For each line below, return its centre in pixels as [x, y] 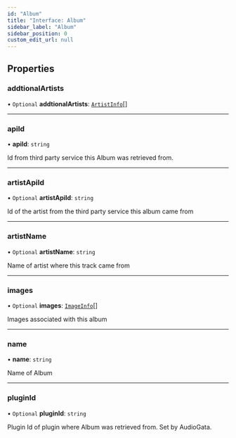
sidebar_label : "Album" [42, 27]
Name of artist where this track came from [68, 265]
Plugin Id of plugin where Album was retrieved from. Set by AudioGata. [110, 427]
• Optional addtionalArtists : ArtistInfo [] [67, 104]
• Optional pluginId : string [47, 413]
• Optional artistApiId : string [50, 198]
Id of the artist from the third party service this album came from [100, 211]
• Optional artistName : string [51, 251]
